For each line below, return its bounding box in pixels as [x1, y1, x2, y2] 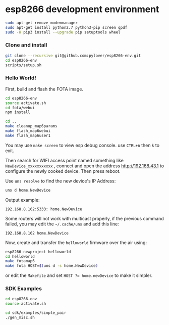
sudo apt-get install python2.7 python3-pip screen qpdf [5, 25, 128, 30]
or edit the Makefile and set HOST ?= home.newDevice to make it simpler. [5, 272, 153, 278]
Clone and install [5, 41, 47, 49]
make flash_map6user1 [5, 133, 51, 138]
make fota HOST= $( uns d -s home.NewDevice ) [5, 263, 98, 268]
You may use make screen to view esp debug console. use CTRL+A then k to [5, 142, 160, 148]
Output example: [5, 197, 40, 203]
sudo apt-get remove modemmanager [5, 20, 78, 25]
